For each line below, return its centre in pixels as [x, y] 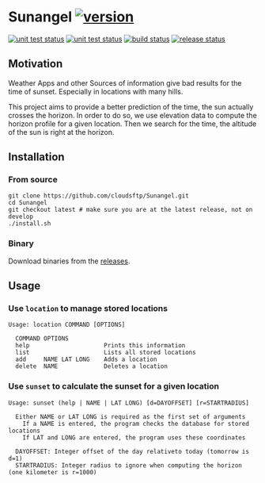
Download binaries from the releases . [69, 261]
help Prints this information [100, 346]
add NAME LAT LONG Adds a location [86, 360]
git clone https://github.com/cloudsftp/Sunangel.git [99, 196]
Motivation [36, 64]
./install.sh [30, 224]
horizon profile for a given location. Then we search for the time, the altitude [132, 124]
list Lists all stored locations [106, 353]
